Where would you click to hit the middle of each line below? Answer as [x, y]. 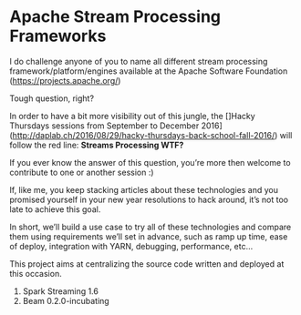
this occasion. [36, 273]
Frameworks [58, 36]
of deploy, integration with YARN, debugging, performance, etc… [131, 246]
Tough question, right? [52, 98]
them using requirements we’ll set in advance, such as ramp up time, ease [149, 236]
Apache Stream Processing [115, 17]
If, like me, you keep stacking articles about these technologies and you [144, 189]
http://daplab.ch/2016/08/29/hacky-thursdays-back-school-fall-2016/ [144, 135]
